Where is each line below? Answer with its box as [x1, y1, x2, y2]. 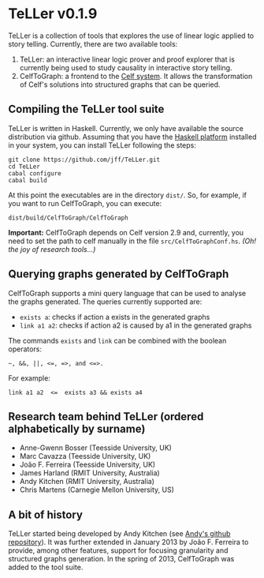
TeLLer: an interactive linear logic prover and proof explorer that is [19, 54, 235, 64]
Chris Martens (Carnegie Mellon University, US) [19, 485, 175, 494]
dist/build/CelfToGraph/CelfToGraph [8, 214, 128, 222]
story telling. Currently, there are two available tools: [8, 39, 178, 48]
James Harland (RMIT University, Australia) [19, 468, 160, 478]
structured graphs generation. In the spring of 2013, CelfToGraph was [8, 554, 235, 564]
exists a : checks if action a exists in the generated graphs [19, 312, 210, 321]
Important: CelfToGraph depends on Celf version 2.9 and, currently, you [8, 227, 244, 237]
